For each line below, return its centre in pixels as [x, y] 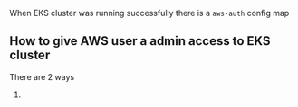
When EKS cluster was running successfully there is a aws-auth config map [149, 13]
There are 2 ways [42, 76]
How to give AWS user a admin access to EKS [140, 41]
